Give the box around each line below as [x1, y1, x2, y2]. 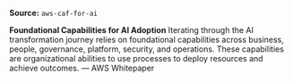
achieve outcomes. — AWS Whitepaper [9, 62, 155, 73]
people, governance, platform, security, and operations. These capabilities [9, 44, 285, 54]
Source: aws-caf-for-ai [9, 8, 99, 18]
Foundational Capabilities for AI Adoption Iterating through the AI [9, 25, 254, 35]
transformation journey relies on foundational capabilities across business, [9, 35, 284, 45]
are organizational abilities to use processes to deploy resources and [9, 53, 263, 63]
